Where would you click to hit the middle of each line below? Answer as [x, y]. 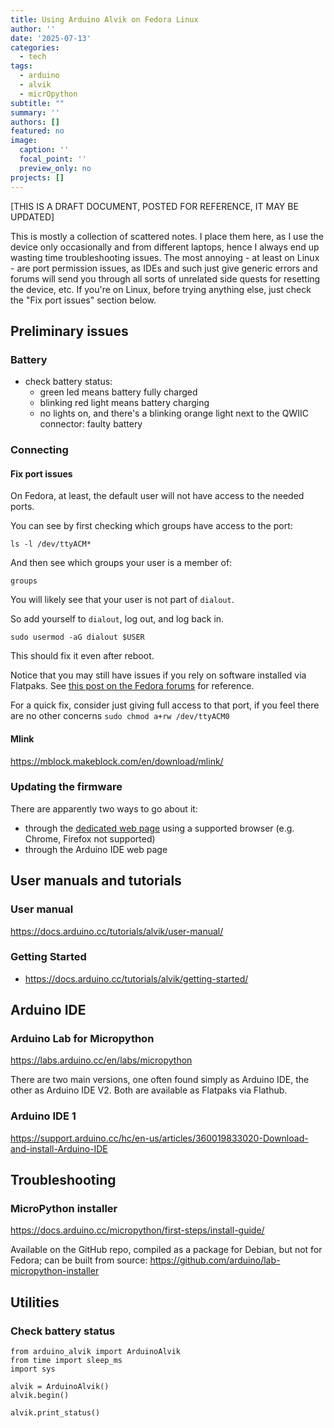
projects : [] [37, 177]
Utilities [35, 1302]
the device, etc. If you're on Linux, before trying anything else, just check [161, 289]
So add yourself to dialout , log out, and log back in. [117, 619]
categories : [35, 47]
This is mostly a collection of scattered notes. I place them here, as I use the [167, 236]
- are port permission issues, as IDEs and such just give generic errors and [164, 268]
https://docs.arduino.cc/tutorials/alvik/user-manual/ [117, 931]
